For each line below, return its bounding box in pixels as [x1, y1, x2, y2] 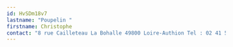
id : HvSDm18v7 [6, 10, 48, 17]
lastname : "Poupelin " [6, 17, 72, 23]
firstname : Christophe [6, 23, 72, 30]
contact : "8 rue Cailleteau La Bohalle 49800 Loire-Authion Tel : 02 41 [6, 29, 222, 37]
